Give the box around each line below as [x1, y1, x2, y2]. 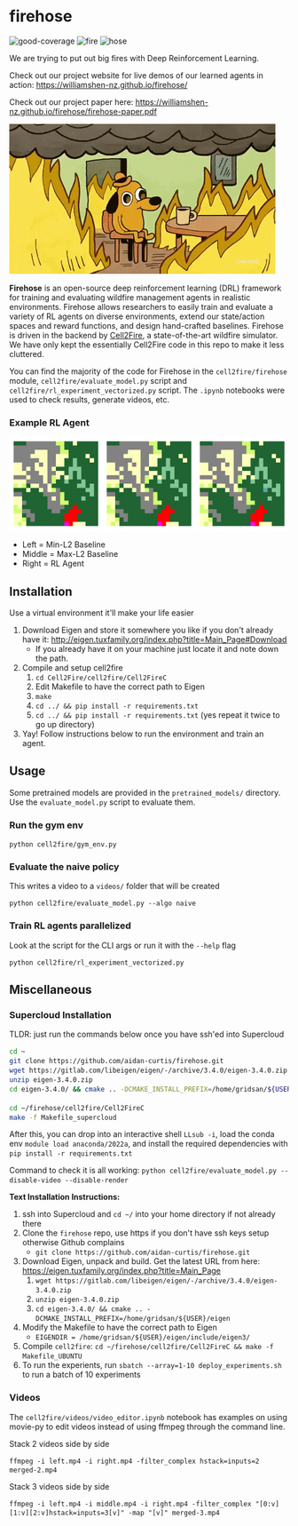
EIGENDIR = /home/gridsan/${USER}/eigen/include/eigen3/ [35, 1333, 251, 1342]
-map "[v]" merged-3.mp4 [128, 1508, 220, 1517]
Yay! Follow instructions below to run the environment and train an [21, 728, 264, 739]
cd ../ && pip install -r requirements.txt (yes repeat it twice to [35, 710, 281, 720]
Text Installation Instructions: [9, 1192, 121, 1203]
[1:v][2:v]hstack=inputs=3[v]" [9, 1508, 125, 1517]
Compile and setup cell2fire [21, 663, 123, 673]
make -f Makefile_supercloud [9, 1113, 117, 1122]
